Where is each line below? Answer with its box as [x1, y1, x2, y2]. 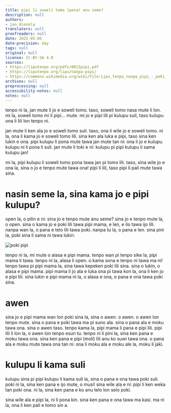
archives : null [5, 79, 38, 84]
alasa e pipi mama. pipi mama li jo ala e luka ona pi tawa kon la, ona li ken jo [5, 268, 164, 274]
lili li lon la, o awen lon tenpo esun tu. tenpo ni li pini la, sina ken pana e [5, 330, 154, 336]
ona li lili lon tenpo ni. [5, 118, 50, 124]
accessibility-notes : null [5, 88, 63, 94]
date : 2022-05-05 [5, 36, 42, 41]
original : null [5, 50, 38, 55]
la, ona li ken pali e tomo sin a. [5, 402, 69, 408]
